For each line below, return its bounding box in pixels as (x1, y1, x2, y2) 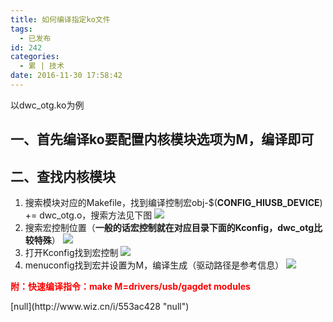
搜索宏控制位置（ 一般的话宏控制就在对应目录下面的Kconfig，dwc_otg (24, 222, 315, 234)
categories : (10, 52, 60, 62)
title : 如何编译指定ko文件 (10, 14, 111, 25)
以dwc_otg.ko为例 (10, 99, 85, 111)
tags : (10, 24, 33, 34)
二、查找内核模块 (10, 168, 116, 185)
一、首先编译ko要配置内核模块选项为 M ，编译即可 (10, 131, 315, 148)
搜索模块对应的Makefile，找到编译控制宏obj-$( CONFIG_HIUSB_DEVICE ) (24, 197, 323, 209)
